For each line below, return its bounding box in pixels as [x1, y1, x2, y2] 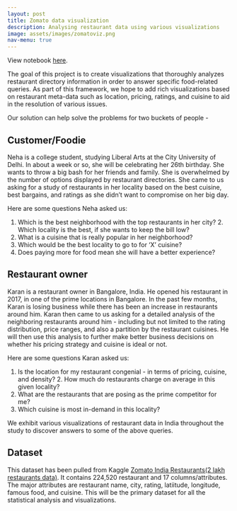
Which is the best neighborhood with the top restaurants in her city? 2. [17, 217, 224, 226]
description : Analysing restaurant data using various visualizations [7, 23, 220, 30]
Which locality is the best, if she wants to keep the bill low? [17, 225, 190, 234]
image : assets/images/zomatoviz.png [7, 30, 115, 38]
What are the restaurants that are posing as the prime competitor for [17, 390, 217, 398]
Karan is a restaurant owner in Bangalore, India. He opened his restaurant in [7, 287, 229, 296]
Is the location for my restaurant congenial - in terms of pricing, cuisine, [17, 367, 227, 376]
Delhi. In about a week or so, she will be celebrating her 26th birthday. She [7, 160, 225, 168]
